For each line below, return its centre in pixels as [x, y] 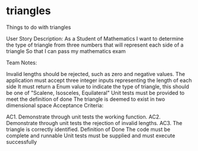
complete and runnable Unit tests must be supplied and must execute [91, 135]
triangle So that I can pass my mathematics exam [66, 51]
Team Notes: [22, 63]
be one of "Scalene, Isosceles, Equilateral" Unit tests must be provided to [95, 93]
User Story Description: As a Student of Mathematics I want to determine [95, 38]
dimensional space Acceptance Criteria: [55, 105]
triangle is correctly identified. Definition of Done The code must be [88, 129]
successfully [22, 142]
